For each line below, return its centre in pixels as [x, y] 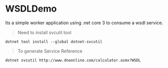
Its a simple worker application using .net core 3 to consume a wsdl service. [84, 23]
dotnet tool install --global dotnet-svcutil [54, 42]
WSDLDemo [31, 9]
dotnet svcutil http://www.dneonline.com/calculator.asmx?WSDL [73, 60]
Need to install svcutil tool [44, 32]
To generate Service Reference [50, 51]
